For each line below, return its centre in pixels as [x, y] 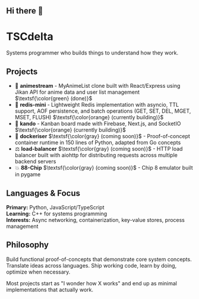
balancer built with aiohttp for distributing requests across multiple [96, 155]
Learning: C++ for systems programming [57, 214]
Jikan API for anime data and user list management [77, 92]
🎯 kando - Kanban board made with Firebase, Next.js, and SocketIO [98, 124]
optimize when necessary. [38, 272]
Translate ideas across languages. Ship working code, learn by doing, [91, 265]
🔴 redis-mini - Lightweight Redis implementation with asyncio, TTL [97, 105]
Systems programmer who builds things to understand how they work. [92, 53]
